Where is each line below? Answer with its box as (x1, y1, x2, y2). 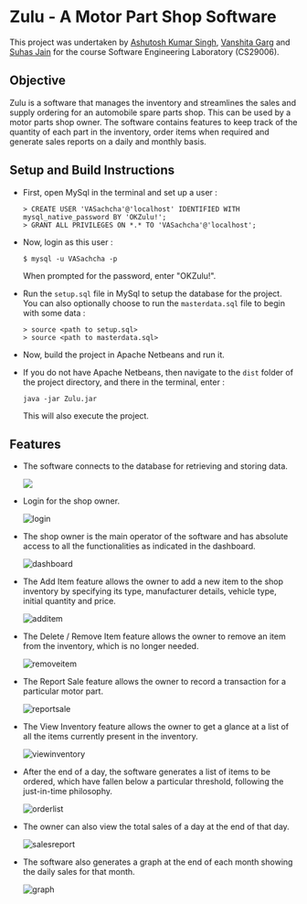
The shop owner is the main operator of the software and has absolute (22, 531, 289, 542)
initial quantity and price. (22, 596, 116, 607)
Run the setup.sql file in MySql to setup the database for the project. (22, 288, 282, 299)
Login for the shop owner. (22, 495, 121, 506)
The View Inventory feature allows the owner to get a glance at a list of (22, 721, 290, 732)
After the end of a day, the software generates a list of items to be (22, 766, 271, 778)
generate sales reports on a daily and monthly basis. (9, 135, 207, 147)
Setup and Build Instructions (9, 163, 175, 178)
